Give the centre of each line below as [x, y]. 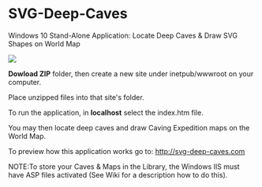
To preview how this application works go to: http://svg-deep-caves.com [127, 151]
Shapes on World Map [44, 43]
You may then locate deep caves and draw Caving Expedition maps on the [129, 127]
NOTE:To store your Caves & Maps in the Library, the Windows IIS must [124, 167]
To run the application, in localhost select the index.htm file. [106, 112]
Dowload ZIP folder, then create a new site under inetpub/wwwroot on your [131, 73]
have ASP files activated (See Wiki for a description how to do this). [118, 174]
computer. [25, 82]
